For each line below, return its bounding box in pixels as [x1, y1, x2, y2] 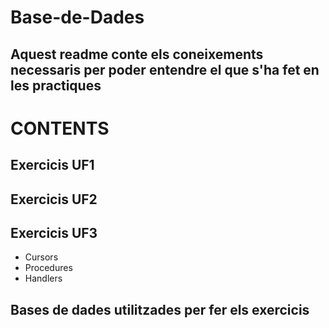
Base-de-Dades [10, 6, 145, 29]
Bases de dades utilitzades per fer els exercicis [10, 301, 310, 318]
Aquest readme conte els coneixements [10, 46, 264, 63]
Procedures [24, 262, 73, 274]
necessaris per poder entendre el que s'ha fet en [10, 61, 320, 78]
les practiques [10, 77, 102, 94]
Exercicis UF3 [10, 224, 98, 241]
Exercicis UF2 [10, 191, 98, 208]
